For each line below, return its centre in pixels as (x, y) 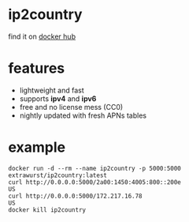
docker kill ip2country (47, 210)
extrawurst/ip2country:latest (58, 175)
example (37, 147)
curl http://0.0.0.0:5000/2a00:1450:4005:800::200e (94, 182)
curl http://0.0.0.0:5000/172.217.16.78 (76, 196)
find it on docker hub (42, 36)
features (37, 68)
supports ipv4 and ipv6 (58, 98)
